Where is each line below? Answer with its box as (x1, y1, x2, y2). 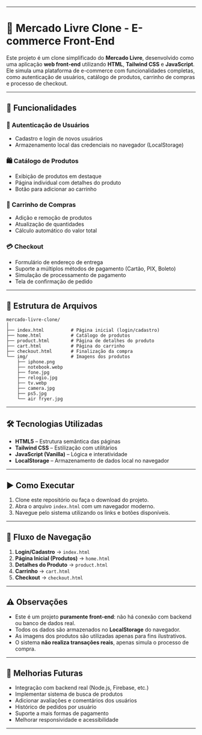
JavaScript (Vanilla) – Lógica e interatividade (14, 451, 128, 458)
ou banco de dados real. (14, 619, 76, 626)
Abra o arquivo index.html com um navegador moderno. (14, 502, 155, 510)
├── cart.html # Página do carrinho (6, 343, 125, 349)
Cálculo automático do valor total (14, 227, 97, 234)
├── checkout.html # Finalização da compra (6, 348, 133, 355)
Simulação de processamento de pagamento (14, 271, 126, 278)
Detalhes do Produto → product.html (14, 561, 108, 568)
